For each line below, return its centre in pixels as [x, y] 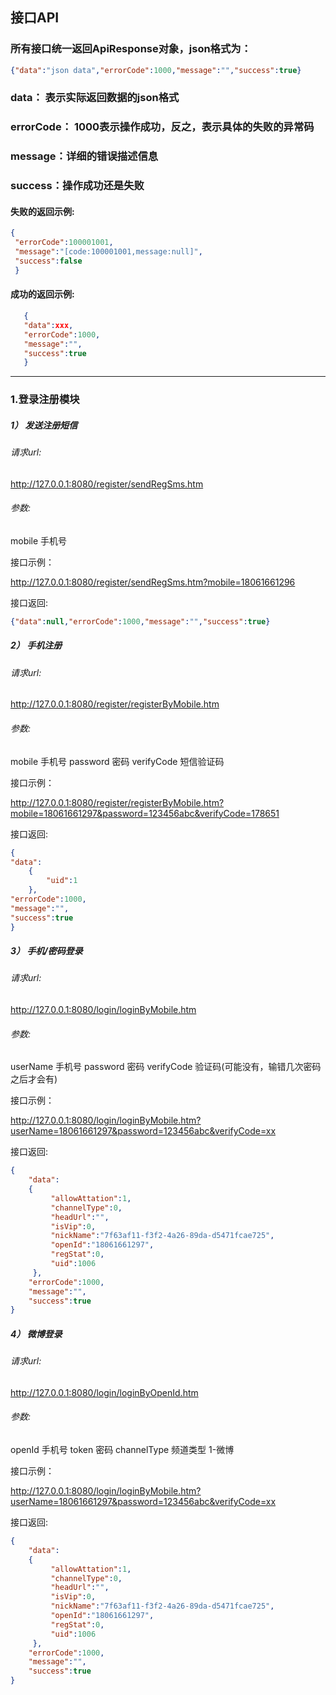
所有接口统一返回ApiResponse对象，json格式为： [131, 49]
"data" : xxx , [48, 325]
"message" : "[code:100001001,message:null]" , [108, 252]
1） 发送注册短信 [44, 425]
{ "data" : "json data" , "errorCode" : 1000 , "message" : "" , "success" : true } [156, 70]
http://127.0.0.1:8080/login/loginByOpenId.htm [104, 1392]
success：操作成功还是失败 [77, 186]
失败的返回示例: [42, 211]
